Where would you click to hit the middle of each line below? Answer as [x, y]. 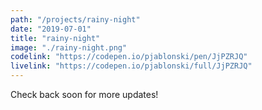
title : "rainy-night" [55, 38]
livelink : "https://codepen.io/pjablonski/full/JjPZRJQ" [131, 66]
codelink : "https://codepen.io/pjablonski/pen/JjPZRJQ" [129, 57]
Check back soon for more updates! [84, 94]
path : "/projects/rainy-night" [75, 19]
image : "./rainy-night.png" [69, 47]
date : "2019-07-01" [51, 29]
